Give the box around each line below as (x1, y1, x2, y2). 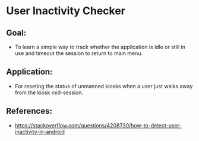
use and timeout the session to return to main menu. (14, 50, 143, 57)
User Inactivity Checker (6, 4, 126, 18)
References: (6, 106, 52, 116)
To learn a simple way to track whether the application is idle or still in (14, 43, 186, 50)
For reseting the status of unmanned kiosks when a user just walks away (14, 82, 193, 89)
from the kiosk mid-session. (14, 89, 84, 96)
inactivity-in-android (14, 128, 65, 135)
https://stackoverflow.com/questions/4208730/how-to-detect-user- (14, 121, 182, 129)
